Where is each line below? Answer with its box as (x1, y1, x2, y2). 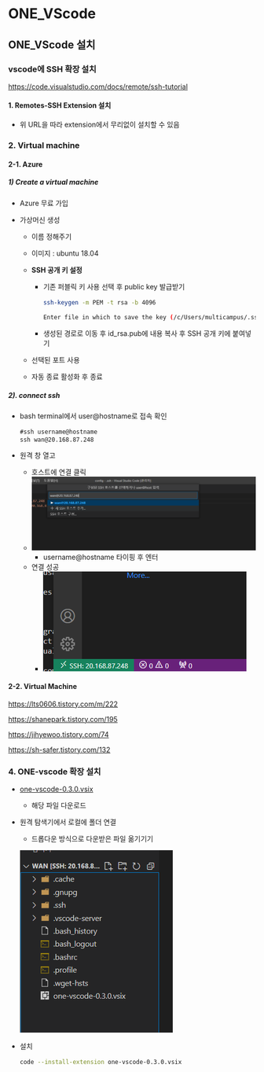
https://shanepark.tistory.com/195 (8, 714, 118, 724)
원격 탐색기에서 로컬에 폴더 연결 (19, 817, 116, 827)
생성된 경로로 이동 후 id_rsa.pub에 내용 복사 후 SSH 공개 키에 (42, 329, 231, 338)
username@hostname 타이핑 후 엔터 (42, 552, 159, 562)
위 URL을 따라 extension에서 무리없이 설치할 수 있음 (19, 120, 180, 130)
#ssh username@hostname (19, 428, 98, 437)
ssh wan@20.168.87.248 (19, 436, 94, 444)
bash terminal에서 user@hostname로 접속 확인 (19, 411, 167, 421)
